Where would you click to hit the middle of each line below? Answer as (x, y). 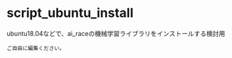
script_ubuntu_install (70, 13)
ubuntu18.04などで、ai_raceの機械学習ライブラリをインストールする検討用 (116, 33)
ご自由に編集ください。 (36, 48)
